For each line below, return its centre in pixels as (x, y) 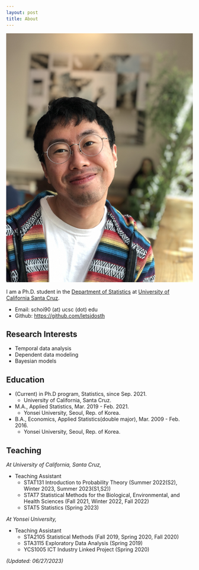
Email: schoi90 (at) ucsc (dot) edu (56, 309)
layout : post (22, 12)
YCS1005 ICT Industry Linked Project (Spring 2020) (86, 549)
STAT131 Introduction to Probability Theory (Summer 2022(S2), (100, 482)
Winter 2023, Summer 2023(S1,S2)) (67, 488)
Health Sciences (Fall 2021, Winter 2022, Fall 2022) (86, 501)
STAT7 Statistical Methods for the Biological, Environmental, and (102, 495)
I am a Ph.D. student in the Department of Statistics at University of (88, 292)
